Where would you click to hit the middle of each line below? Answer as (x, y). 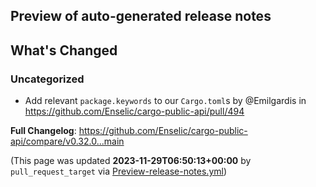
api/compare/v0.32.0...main (67, 141)
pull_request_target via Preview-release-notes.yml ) (119, 171)
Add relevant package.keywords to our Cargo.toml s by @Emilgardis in (165, 101)
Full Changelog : (43, 131)
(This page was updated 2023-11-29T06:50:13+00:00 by (131, 161)
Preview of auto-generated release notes (141, 16)
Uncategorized (47, 79)
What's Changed (64, 50)
